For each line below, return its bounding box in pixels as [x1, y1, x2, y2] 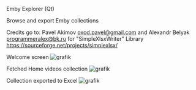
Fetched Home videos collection [6, 65, 88, 72]
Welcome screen [6, 54, 49, 60]
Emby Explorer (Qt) [6, 5, 55, 12]
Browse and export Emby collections [6, 17, 99, 24]
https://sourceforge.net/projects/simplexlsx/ [6, 42, 118, 49]
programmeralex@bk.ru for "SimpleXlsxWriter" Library [6, 35, 144, 42]
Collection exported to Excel [6, 77, 78, 84]
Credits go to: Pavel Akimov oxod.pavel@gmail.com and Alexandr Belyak [6, 29, 190, 36]
